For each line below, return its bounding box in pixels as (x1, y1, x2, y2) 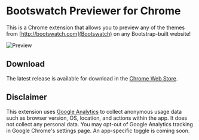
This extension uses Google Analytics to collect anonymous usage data (6, 108, 182, 115)
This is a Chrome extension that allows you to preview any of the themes (6, 24, 185, 31)
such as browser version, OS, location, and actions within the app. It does (6, 114, 188, 122)
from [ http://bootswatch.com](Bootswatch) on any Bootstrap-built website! (6, 30, 191, 37)
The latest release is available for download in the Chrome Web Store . (6, 74, 178, 82)
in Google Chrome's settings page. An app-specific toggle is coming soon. (6, 127, 190, 134)
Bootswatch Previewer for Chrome (6, 4, 181, 18)
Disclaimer (6, 92, 47, 102)
